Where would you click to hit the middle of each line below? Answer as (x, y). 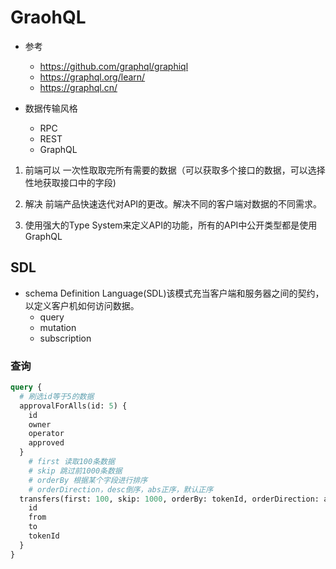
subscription (65, 338)
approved (46, 443)
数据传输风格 (51, 108)
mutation (58, 327)
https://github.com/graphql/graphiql (114, 66)
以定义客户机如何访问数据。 (82, 305)
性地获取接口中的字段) (70, 182)
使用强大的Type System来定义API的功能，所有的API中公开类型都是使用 (171, 225)
